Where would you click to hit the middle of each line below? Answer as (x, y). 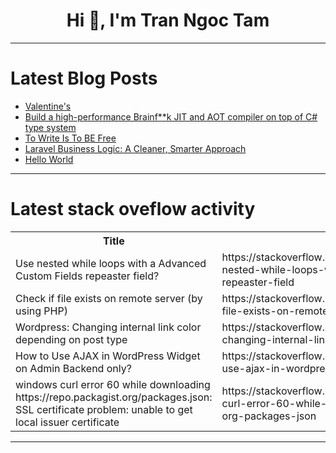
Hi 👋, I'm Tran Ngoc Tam (168, 20)
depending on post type (71, 339)
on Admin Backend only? (73, 368)
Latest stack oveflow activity (133, 209)
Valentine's (48, 106)
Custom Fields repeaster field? (87, 276)
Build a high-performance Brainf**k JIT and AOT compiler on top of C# (171, 116)
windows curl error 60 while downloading (113, 384)
